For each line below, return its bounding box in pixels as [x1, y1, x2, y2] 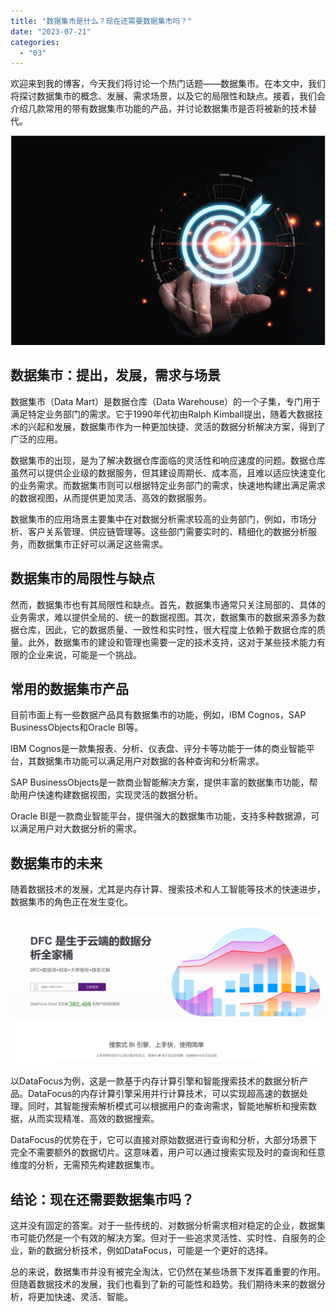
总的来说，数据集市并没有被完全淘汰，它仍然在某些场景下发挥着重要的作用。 [10, 1266, 326, 1278]
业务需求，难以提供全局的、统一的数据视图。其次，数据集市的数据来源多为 [10, 611, 317, 623]
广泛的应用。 [10, 433, 63, 445]
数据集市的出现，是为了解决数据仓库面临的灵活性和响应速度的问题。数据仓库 [10, 454, 326, 466]
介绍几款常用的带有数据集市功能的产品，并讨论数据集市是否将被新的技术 [10, 103, 308, 115]
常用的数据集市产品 [10, 680, 129, 697]
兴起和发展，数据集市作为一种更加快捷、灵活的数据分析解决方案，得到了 [27, 420, 326, 432]
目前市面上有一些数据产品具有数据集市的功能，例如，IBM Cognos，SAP [10, 709, 307, 721]
